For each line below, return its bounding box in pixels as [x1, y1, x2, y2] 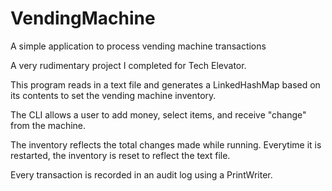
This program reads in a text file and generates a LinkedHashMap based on [10, 78, 321, 91]
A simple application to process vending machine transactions [10, 40, 267, 52]
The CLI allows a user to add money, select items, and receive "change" [10, 108, 307, 121]
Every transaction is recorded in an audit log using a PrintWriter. [10, 168, 273, 181]
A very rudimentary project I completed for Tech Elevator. [10, 59, 247, 71]
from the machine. [10, 119, 87, 131]
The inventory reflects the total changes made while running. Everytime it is [10, 138, 322, 151]
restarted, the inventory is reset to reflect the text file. [10, 149, 231, 161]
